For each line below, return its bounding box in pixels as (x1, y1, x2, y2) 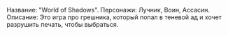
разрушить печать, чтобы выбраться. (6, 21, 119, 28)
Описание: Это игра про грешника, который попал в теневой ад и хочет (6, 13, 222, 21)
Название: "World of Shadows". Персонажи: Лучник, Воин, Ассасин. (6, 6, 211, 14)
